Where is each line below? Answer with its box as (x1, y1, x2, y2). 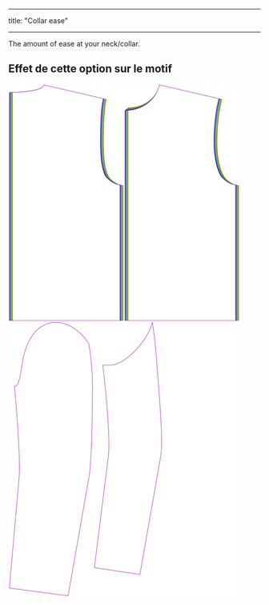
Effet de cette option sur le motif (8, 62, 173, 76)
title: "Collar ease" (8, 16, 69, 25)
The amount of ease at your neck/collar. (8, 39, 140, 48)
